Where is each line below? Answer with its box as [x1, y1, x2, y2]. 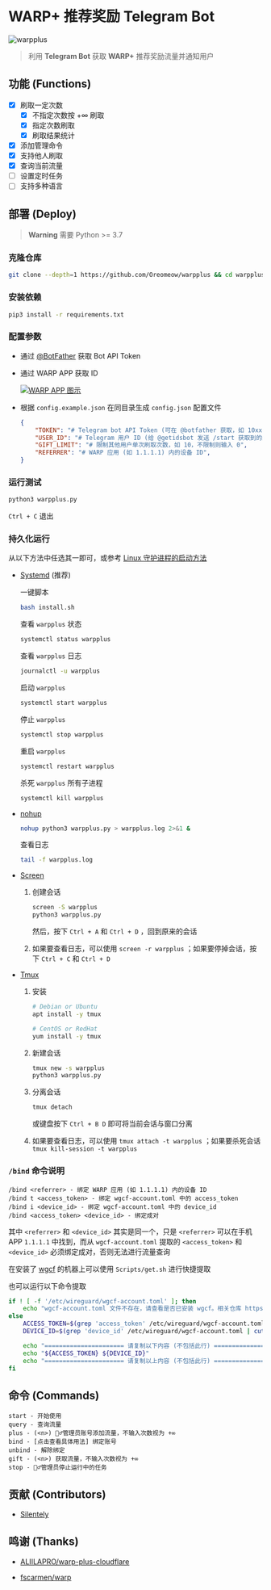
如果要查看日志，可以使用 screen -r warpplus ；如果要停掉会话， [31, 944, 250, 954]
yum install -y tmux [31, 1032, 102, 1040]
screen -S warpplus [31, 904, 98, 912]
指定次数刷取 [31, 120, 75, 130]
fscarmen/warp [19, 1572, 72, 1582]
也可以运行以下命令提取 [8, 1281, 86, 1290]
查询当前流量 [19, 161, 63, 170]
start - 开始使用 [8, 1412, 62, 1420]
